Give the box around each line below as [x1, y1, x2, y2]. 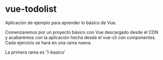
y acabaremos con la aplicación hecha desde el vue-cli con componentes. [5, 34, 156, 40]
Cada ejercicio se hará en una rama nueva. [5, 39, 92, 45]
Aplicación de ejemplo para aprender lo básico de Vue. [5, 20, 117, 26]
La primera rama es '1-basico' [5, 49, 65, 55]
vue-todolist [5, 3, 57, 15]
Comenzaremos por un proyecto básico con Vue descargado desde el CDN [5, 29, 159, 35]
